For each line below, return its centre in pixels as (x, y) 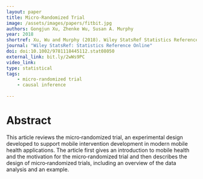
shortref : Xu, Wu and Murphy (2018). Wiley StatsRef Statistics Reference (102, 40)
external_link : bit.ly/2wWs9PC (46, 57)
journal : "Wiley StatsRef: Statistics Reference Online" (79, 46)
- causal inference (42, 85)
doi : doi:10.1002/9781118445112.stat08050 (60, 51)
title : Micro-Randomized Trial (46, 18)
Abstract (29, 121)
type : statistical (29, 68)
